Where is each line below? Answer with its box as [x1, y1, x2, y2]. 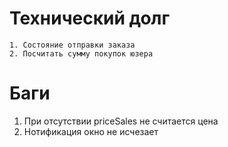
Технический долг [9, 7, 171, 30]
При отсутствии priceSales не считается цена [23, 115, 219, 127]
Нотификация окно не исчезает [23, 125, 159, 137]
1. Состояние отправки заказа [9, 40, 136, 50]
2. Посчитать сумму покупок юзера [9, 48, 154, 59]
